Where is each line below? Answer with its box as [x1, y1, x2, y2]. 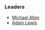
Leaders [4, 3, 25, 10]
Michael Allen [11, 15, 40, 21]
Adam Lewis [11, 20, 38, 26]
